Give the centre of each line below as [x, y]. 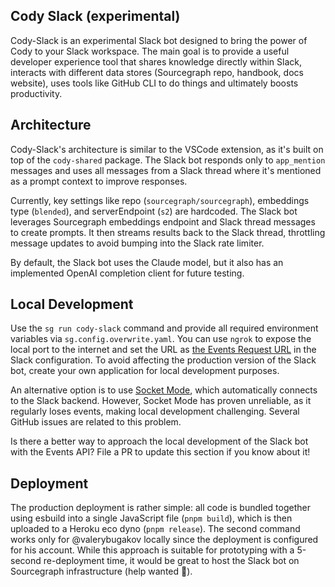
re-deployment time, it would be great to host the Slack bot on [171, 561]
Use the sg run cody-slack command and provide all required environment [164, 328]
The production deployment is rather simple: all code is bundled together [160, 508]
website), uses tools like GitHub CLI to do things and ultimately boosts [154, 83]
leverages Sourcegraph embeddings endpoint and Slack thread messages [163, 221]
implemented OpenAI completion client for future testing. [127, 273]
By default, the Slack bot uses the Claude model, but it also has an [147, 262]
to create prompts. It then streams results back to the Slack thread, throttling [168, 232]
